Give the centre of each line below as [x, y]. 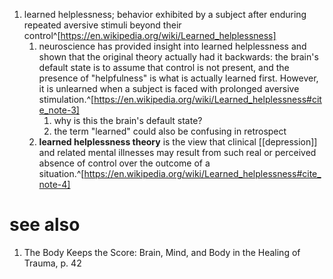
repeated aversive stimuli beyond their [102, 25]
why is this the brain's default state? [128, 120]
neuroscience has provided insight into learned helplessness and [172, 46]
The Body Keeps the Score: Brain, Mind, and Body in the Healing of [162, 252]
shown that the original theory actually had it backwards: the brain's [178, 57]
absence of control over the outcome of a [124, 163]
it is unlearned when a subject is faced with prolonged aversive [169, 88]
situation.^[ [61, 173]
